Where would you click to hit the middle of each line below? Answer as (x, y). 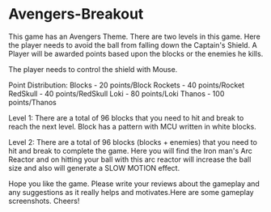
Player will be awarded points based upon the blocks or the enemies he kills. (136, 53)
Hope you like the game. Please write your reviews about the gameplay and (134, 184)
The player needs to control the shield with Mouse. (93, 69)
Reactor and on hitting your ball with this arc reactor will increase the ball (130, 159)
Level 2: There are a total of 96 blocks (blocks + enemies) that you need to (133, 142)
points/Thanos (32, 102)
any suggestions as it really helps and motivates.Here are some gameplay (131, 192)
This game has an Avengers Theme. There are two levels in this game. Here (134, 36)
